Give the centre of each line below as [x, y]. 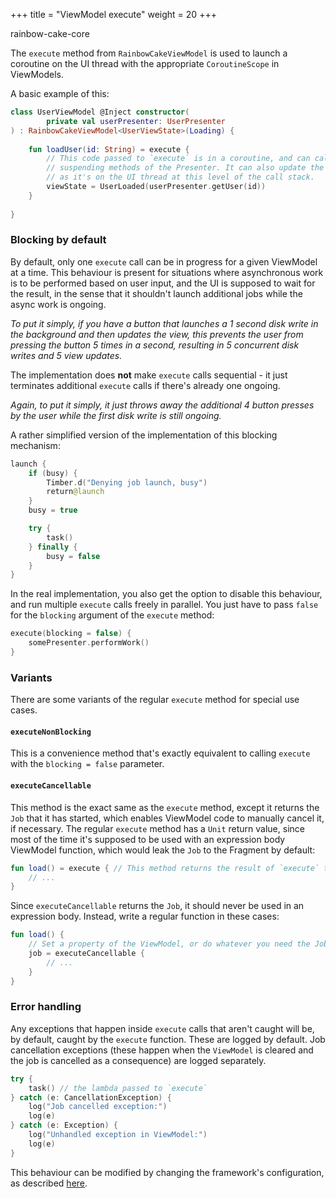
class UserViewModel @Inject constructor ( [100, 112]
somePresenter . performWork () [89, 643]
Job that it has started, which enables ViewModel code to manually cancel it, [167, 818]
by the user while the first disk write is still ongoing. [116, 415]
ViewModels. [37, 74]
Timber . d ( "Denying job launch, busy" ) [127, 482]
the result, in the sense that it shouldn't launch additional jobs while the [156, 293]
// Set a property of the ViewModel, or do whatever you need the [169, 944]
